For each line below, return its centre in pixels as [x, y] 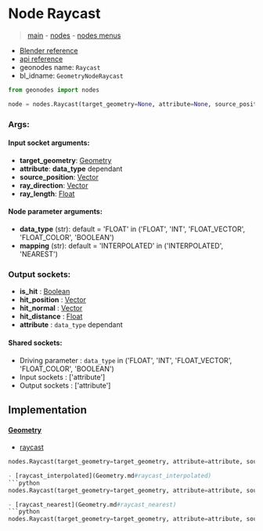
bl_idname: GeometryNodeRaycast [71, 75]
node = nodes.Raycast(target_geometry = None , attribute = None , [110, 104]
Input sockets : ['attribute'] [62, 376]
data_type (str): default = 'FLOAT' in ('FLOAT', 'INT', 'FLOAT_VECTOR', [132, 229]
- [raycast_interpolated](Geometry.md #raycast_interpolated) [110, 475]
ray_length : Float [47, 194]
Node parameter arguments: [56, 212]
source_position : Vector [59, 176]
